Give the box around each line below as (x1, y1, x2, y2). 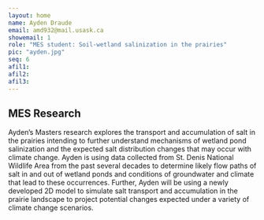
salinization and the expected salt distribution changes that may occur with (8, 144, 252, 154)
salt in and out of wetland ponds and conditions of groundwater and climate (8, 170, 255, 179)
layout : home (8, 11, 51, 20)
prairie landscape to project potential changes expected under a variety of (8, 195, 250, 204)
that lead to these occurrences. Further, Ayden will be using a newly (8, 178, 229, 188)
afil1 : (8, 63, 30, 71)
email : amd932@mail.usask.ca (8, 26, 104, 34)
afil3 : (8, 77, 30, 85)
